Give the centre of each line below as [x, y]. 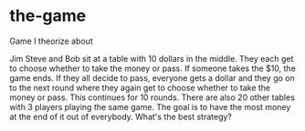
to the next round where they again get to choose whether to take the [140, 87]
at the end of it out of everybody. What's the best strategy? [121, 116]
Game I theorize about [51, 41]
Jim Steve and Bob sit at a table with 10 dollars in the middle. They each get [152, 58]
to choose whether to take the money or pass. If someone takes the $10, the [153, 68]
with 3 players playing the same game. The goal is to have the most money [150, 106]
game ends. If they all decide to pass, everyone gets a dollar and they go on [152, 77]
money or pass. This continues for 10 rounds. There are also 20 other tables [152, 97]
